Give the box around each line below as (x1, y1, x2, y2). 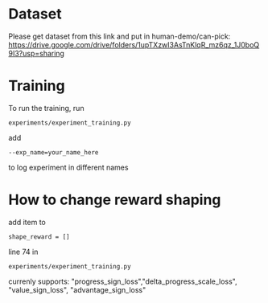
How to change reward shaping (8, 190, 221, 209)
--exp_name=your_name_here (8, 148, 99, 157)
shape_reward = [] (8, 232, 70, 241)
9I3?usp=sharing (8, 48, 64, 58)
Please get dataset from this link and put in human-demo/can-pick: (8, 31, 231, 41)
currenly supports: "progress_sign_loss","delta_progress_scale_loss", (8, 276, 237, 286)
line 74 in (8, 247, 39, 256)
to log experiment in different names (8, 162, 129, 172)
